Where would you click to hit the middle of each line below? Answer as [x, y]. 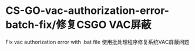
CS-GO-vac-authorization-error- [88, 11]
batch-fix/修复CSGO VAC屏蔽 [78, 25]
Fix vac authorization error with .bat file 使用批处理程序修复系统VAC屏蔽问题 [97, 42]
